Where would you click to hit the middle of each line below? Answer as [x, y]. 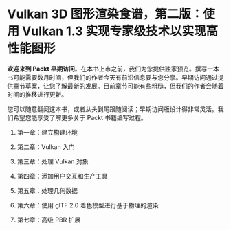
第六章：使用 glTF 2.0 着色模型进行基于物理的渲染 [88, 205]
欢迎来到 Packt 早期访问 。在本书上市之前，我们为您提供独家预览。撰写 [107, 69]
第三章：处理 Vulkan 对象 [53, 161]
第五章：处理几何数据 [47, 190]
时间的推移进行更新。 [37, 94]
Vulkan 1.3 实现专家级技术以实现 [114, 31]
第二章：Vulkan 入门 [46, 147]
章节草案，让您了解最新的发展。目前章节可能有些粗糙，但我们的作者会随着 [118, 86]
